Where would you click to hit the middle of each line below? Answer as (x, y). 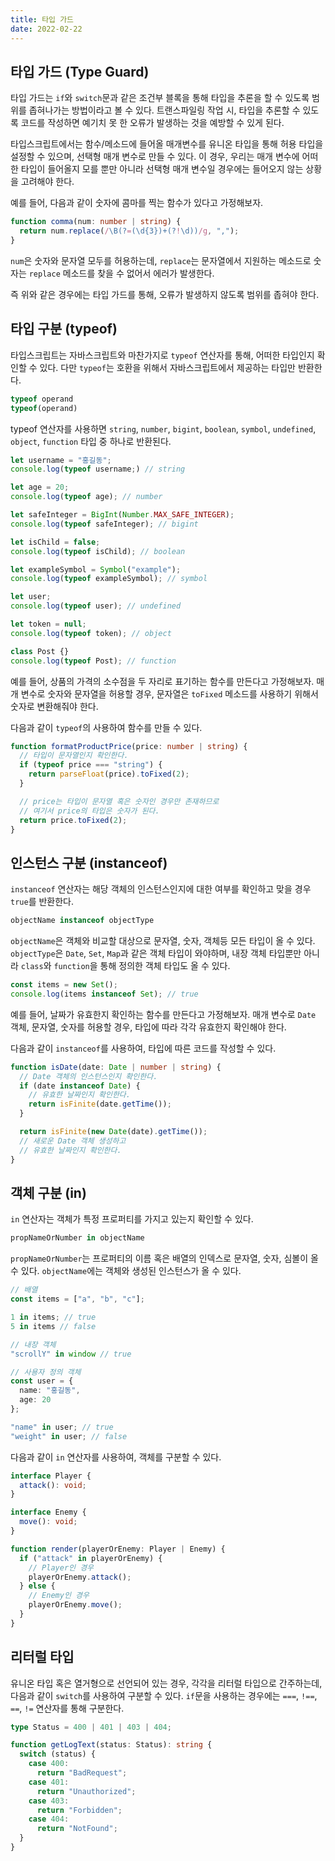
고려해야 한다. (47, 182)
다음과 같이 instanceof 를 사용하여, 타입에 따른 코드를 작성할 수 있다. (143, 1048)
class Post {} (40, 651)
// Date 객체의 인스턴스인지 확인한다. (88, 1076)
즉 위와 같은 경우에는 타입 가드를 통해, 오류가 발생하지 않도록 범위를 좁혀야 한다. (165, 294)
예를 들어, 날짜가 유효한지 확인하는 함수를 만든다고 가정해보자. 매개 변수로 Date (163, 1014)
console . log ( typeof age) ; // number (86, 497)
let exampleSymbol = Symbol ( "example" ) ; (96, 569)
